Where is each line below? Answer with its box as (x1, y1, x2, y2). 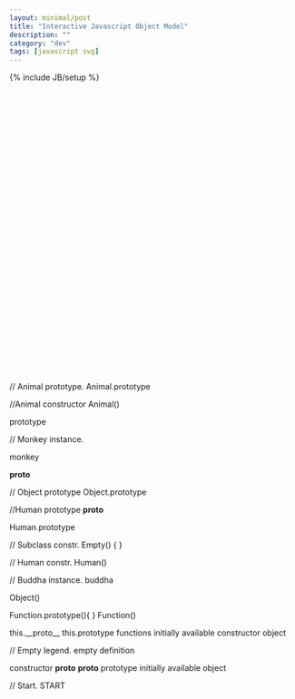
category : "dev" (9, 38, 71, 48)
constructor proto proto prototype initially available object (9, 662, 227, 673)
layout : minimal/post (9, 13, 92, 23)
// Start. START (9, 680, 66, 691)
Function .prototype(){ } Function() (9, 609, 136, 620)
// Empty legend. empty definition (9, 645, 135, 655)
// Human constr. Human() (9, 556, 107, 567)
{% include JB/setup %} (9, 72, 100, 83)
